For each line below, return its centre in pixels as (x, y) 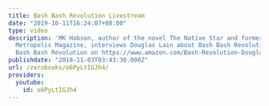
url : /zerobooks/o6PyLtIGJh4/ (59, 68)
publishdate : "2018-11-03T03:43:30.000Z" (78, 61)
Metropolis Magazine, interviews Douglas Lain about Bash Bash (123, 45)
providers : (26, 75)
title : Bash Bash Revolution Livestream (77, 16)
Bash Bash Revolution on (57, 53)
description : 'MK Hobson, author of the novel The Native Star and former (136, 38)
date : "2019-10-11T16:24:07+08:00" (68, 23)
